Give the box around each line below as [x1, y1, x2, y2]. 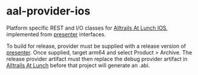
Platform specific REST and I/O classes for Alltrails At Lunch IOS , [6, 24, 168, 31]
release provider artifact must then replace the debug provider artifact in [6, 55, 188, 62]
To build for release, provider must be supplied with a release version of [6, 42, 186, 50]
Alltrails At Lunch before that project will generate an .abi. [6, 62, 150, 69]
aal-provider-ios [6, 4, 90, 18]
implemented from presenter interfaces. [6, 30, 106, 37]
